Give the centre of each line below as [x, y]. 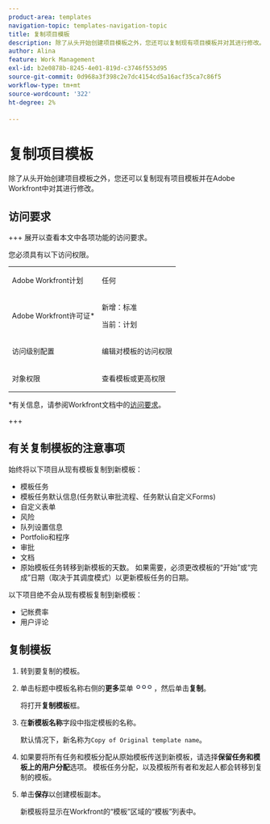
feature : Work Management [52, 60]
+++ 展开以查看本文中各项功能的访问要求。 [80, 237]
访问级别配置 [33, 351]
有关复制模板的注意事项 [66, 448]
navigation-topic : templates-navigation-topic [88, 25]
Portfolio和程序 [45, 537]
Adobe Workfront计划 [48, 280]
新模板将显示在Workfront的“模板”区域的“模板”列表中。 [110, 811]
